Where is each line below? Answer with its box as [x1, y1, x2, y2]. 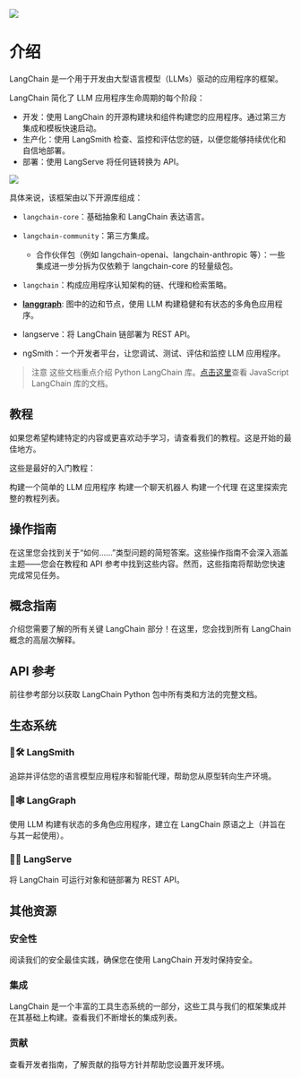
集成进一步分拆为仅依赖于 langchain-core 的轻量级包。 [35, 260, 238, 271]
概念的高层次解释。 [9, 634, 81, 645]
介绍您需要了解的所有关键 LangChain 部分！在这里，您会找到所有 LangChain [9, 624, 292, 634]
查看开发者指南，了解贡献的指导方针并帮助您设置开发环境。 [9, 1058, 229, 1070]
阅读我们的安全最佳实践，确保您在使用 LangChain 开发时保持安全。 [9, 954, 258, 965]
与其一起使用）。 [9, 830, 69, 841]
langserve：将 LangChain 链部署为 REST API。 [21, 328, 195, 340]
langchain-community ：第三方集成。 [21, 229, 154, 241]
